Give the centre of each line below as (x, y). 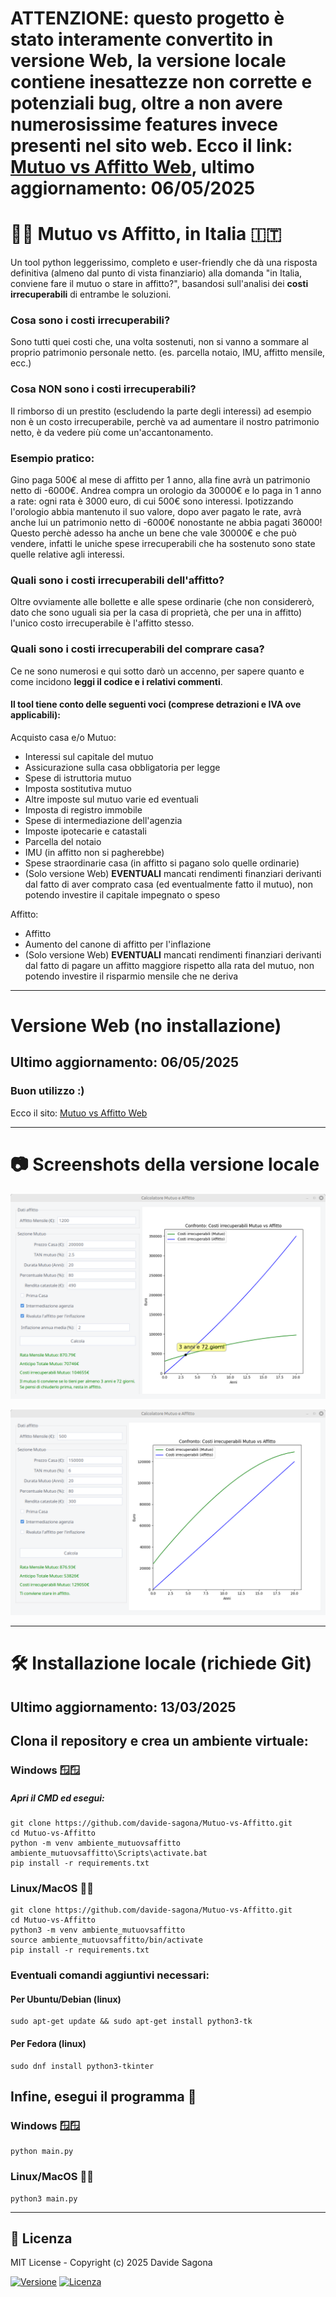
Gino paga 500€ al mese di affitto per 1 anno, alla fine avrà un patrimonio (160, 480)
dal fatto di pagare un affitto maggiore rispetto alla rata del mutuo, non (169, 965)
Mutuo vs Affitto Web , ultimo (132, 167)
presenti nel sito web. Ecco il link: (151, 146)
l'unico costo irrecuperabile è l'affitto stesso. (102, 623)
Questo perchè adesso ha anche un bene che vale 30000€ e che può (153, 533)
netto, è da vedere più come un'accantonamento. (112, 432)
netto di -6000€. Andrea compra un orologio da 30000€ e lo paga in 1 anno (166, 491)
